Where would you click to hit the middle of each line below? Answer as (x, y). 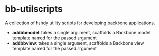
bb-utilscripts (34, 9)
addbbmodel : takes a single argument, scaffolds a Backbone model (81, 32)
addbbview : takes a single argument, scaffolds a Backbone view (78, 43)
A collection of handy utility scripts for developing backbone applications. (80, 23)
